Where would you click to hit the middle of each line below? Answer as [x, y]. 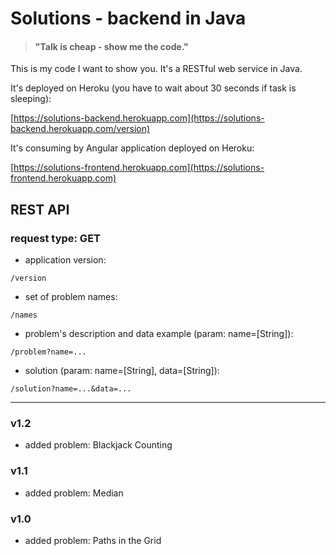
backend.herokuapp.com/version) [80, 129]
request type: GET [56, 238]
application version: [65, 260]
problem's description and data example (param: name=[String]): [159, 334]
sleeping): [31, 99]
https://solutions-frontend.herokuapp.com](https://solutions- [139, 168]
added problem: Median [74, 493]
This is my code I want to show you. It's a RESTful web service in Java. [156, 69]
